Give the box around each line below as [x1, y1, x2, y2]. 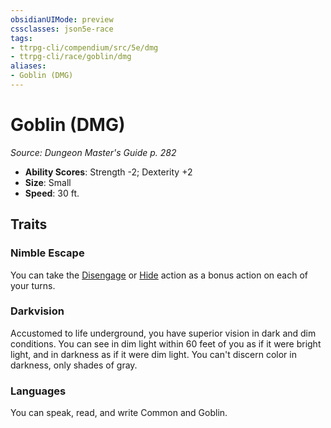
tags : [10, 33, 33, 43]
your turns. [10, 279, 56, 291]
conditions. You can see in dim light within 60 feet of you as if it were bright [10, 337, 322, 350]
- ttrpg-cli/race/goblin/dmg [10, 52, 132, 62]
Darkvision [10, 304, 65, 318]
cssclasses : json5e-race [10, 24, 114, 34]
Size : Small [24, 176, 72, 188]
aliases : [10, 61, 47, 71]
